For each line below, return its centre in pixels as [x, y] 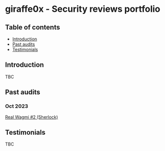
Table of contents [33, 27]
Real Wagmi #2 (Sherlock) [32, 117]
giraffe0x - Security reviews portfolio [83, 9]
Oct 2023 [17, 106]
